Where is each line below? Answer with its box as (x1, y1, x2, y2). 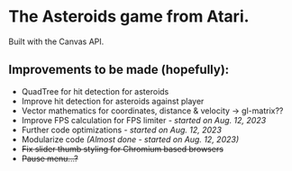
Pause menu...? (21, 153, 78, 164)
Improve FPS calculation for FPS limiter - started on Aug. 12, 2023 (21, 114, 267, 125)
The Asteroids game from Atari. (8, 6, 250, 27)
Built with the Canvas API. (8, 36, 105, 47)
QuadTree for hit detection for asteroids (21, 85, 169, 96)
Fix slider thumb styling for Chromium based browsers (21, 143, 224, 154)
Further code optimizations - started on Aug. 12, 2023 (21, 124, 223, 135)
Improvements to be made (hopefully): (8, 62, 230, 77)
